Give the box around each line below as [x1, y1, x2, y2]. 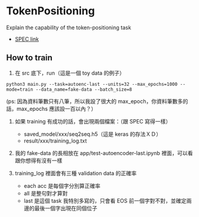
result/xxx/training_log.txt [23, 137, 87, 144]
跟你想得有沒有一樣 [14, 157, 63, 164]
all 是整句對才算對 [23, 190, 68, 197]
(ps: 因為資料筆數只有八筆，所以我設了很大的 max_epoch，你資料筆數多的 [6, 97, 188, 105]
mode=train [6, 86, 33, 92]
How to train [6, 52, 53, 63]
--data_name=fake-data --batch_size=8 [35, 86, 133, 92]
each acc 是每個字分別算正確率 [23, 182, 100, 189]
